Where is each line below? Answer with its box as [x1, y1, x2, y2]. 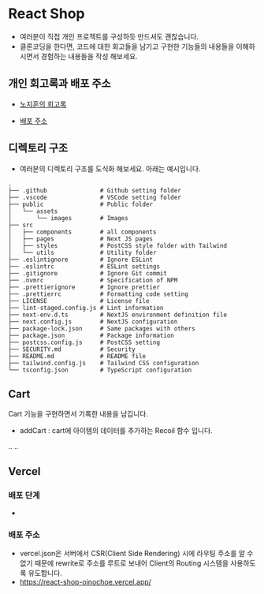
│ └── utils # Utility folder [8, 248, 157, 256]
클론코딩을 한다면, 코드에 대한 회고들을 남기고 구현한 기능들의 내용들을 [19, 41, 235, 51]
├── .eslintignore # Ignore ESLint [8, 256, 154, 263]
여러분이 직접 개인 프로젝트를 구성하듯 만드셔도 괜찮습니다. [19, 32, 199, 41]
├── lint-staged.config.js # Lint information [8, 304, 164, 312]
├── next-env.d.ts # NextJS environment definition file [8, 311, 227, 319]
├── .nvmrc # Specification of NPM [8, 276, 178, 284]
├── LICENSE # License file [8, 297, 150, 304]
